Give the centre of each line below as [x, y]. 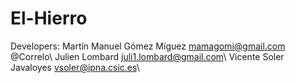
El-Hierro [49, 18]
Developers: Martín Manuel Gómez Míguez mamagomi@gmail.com [148, 46]
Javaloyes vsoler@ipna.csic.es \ [75, 67]
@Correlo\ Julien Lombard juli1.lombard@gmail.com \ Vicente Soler [147, 56]
